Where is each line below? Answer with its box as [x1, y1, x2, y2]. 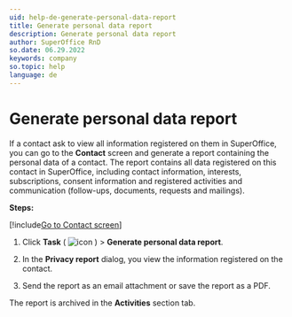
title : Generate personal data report [9, 21, 153, 30]
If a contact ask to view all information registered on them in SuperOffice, [9, 138, 277, 149]
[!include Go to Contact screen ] [9, 219, 122, 230]
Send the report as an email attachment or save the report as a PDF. [21, 280, 271, 290]
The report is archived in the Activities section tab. [9, 298, 196, 308]
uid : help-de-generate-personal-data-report [9, 12, 177, 22]
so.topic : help [9, 63, 66, 72]
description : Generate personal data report [9, 29, 177, 38]
